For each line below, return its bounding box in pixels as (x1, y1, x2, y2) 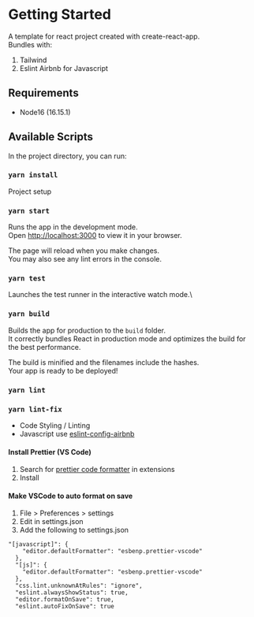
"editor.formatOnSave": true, (15, 596, 114, 604)
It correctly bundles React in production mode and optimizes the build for (8, 333, 246, 344)
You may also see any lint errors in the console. (8, 255, 162, 264)
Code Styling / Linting (19, 420, 91, 430)
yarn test (8, 274, 46, 283)
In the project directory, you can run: (8, 151, 127, 161)
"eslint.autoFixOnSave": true (15, 603, 114, 611)
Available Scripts (8, 130, 93, 143)
